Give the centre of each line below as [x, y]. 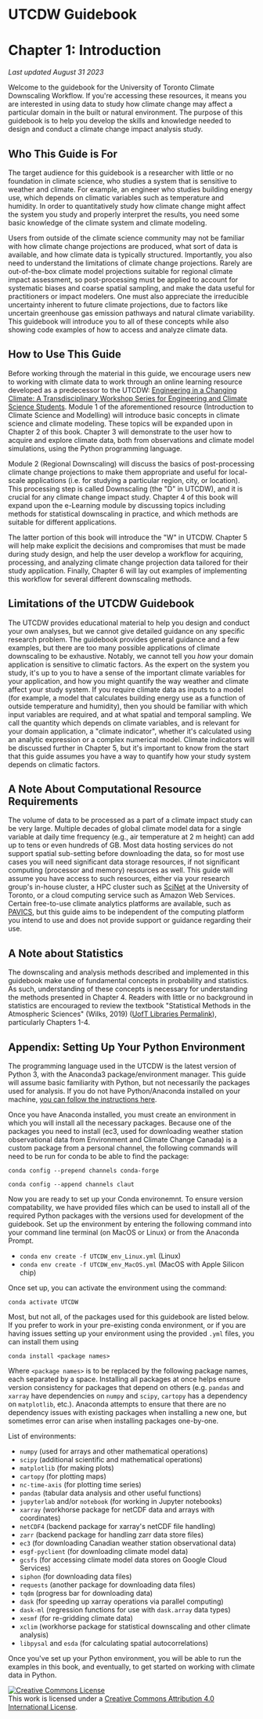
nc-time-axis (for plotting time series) [81, 1485]
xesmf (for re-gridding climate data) [76, 1618]
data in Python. [32, 1675]
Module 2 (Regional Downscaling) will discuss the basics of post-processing [131, 463]
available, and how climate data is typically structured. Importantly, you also [130, 254]
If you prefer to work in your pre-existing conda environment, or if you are [127, 1325]
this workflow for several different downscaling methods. [100, 579]
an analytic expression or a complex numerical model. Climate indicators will [131, 739]
